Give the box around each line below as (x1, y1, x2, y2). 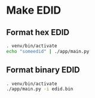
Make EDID (6, 4, 62, 17)
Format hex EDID (6, 27, 70, 37)
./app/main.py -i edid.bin (6, 86, 73, 92)
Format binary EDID (6, 65, 80, 75)
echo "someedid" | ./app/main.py (6, 48, 90, 54)
